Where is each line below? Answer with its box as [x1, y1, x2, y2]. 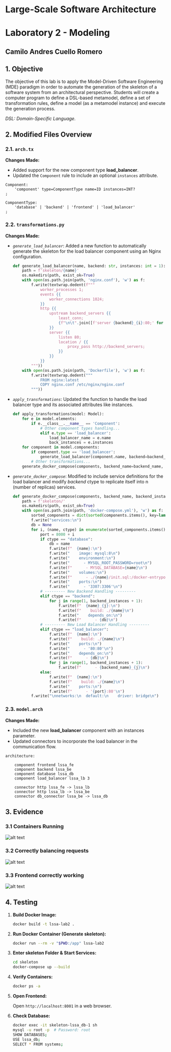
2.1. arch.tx [5, 145, 34, 152]
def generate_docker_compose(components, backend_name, [12, 494, 134, 499]
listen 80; [58, 334, 81, 340]
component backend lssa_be [14, 767, 72, 772]
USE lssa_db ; [12, 1037, 41, 1042]
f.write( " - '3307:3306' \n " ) [49, 584, 123, 589]
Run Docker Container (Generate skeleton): [12, 931, 106, 937]
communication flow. [12, 743, 57, 750]
